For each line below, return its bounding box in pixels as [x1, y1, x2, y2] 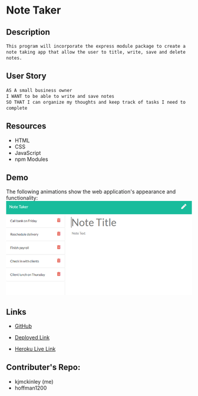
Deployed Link [14, 334, 50, 341]
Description [6, 27, 50, 37]
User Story [6, 71, 47, 81]
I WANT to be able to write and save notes [6, 93, 115, 99]
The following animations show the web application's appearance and [6, 188, 176, 195]
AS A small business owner [6, 87, 72, 93]
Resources [6, 121, 47, 131]
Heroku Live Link [14, 345, 56, 352]
